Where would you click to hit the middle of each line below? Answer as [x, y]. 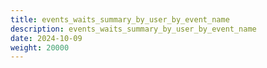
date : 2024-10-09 [46, 38]
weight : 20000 [40, 47]
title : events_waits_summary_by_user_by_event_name [120, 19]
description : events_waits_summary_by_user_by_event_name [133, 29]
